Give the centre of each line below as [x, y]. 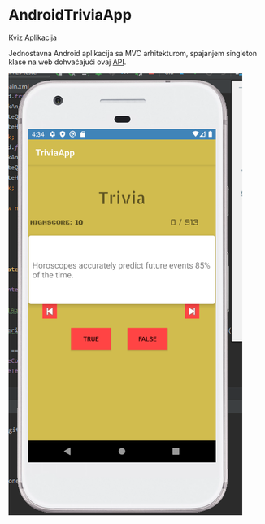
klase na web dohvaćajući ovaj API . [67, 62]
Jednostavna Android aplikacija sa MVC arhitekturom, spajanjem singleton [133, 53]
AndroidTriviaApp [70, 15]
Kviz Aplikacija [33, 37]
